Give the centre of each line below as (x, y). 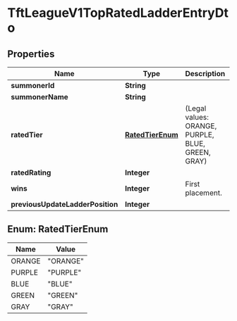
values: (197, 117)
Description (205, 74)
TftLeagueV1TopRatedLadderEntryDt (118, 13)
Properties (31, 54)
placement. (203, 193)
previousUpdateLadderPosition (65, 204)
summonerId (33, 86)
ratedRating (31, 172)
